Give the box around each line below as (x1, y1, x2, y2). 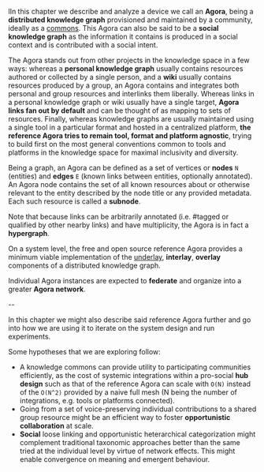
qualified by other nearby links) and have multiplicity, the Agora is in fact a (8, 220, 250, 230)
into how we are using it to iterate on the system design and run (8, 324, 215, 332)
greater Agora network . (8, 284, 86, 294)
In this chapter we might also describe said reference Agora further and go (8, 315, 251, 324)
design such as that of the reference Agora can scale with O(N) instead (19, 379, 251, 388)
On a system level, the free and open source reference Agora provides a (8, 244, 243, 253)
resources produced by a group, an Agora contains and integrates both (8, 81, 240, 90)
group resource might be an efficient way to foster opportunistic (19, 413, 231, 421)
